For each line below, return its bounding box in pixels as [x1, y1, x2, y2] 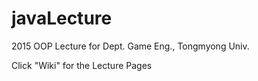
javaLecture [11, 7, 113, 30]
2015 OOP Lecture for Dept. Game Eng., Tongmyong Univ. [11, 40, 250, 52]
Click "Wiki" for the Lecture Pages [11, 59, 153, 71]
